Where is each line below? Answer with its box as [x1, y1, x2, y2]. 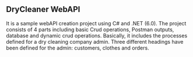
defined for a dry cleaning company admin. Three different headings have [6, 38, 184, 45]
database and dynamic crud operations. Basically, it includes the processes [6, 32, 188, 39]
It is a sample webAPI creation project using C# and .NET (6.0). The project [6, 20, 187, 26]
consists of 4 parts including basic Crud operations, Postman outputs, [6, 26, 174, 33]
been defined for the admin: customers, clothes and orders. [6, 44, 150, 51]
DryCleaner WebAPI [6, 5, 80, 14]
